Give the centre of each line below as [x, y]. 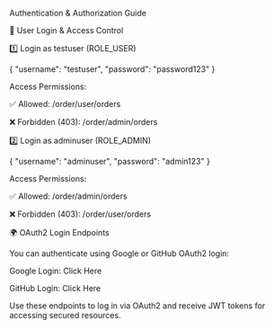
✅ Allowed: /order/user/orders [65, 104]
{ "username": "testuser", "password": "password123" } [112, 69]
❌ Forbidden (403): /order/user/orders [80, 214]
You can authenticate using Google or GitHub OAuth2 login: [119, 253]
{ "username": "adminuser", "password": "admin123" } [110, 161]
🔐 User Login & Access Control [66, 30]
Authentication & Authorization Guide [78, 13]
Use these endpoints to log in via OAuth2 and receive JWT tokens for [137, 306]
